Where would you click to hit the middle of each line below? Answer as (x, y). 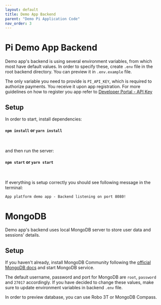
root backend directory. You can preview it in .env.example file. (68, 72)
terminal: (14, 188)
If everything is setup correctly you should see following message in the (78, 183)
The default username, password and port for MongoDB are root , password (81, 277)
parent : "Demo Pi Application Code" (42, 19)
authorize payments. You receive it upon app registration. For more (73, 87)
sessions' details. (23, 235)
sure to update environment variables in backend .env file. (64, 288)
